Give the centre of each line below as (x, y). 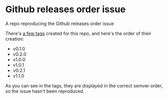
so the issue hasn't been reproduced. (45, 91)
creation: (15, 39)
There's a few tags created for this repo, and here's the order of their (78, 33)
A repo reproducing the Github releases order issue (60, 23)
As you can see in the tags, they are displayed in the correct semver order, (84, 86)
